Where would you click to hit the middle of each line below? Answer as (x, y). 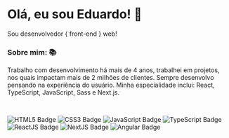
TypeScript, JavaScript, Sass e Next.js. (64, 92)
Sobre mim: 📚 (32, 52)
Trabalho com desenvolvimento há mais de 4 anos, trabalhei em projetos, (113, 70)
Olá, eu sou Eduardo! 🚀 (75, 14)
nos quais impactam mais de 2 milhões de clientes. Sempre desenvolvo (111, 78)
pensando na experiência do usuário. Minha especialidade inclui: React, (111, 85)
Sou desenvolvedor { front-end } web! (62, 34)
